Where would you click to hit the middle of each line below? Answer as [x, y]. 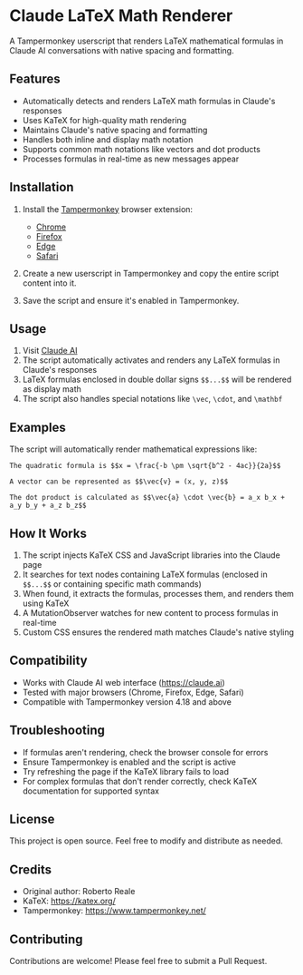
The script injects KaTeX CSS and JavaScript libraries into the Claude [151, 555]
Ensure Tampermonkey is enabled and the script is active [129, 762]
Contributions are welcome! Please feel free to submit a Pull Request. [138, 961]
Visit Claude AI [50, 351]
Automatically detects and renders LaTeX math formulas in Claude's [149, 101]
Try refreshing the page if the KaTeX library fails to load [125, 771]
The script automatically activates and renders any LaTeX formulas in [151, 360]
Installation [42, 187]
